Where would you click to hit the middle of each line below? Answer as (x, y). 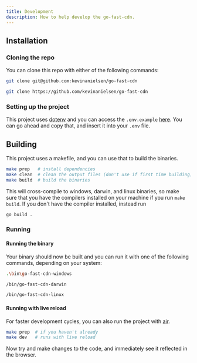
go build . (19, 214)
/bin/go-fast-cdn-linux (35, 295)
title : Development (30, 11)
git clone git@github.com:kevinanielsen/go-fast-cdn (72, 81)
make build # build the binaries (48, 180)
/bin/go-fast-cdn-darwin (36, 284)
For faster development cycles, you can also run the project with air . (88, 321)
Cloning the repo (30, 58)
